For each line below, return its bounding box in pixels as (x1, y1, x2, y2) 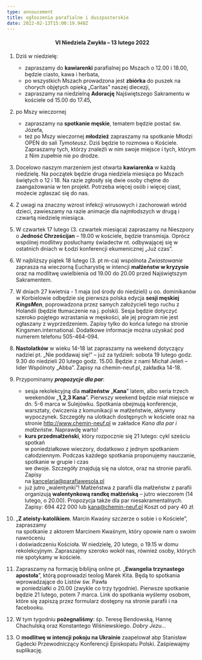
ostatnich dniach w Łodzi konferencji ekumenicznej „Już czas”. (15, 245, 173, 252)
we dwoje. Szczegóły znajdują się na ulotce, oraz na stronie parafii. (24, 464, 192, 472)
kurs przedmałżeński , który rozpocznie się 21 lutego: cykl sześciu (24, 432, 191, 440)
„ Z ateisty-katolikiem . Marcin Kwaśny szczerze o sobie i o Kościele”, (15, 515, 188, 522)
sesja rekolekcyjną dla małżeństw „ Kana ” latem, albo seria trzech (24, 387, 189, 394)
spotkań (24, 438, 45, 446)
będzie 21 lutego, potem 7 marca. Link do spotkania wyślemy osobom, (15, 591, 191, 598)
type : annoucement (7, 8, 53, 15)
